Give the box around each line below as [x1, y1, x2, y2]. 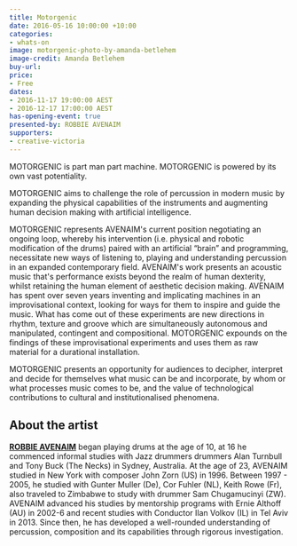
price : [9, 71, 34, 80]
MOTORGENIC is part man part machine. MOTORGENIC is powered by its [9, 161, 277, 171]
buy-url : [9, 63, 42, 72]
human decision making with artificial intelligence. [9, 206, 192, 218]
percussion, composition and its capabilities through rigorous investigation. [9, 526, 284, 537]
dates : [9, 87, 34, 96]
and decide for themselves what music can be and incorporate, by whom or [9, 373, 286, 384]
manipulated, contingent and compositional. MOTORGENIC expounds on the [9, 328, 288, 338]
